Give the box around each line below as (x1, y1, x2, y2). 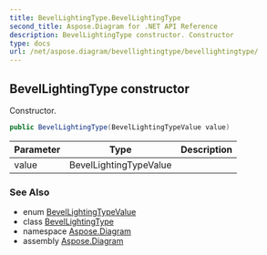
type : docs (9, 38, 51, 48)
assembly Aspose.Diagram (22, 236, 124, 247)
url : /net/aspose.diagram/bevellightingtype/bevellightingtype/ (9, 47, 259, 56)
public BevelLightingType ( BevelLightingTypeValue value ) (9, 122, 231, 132)
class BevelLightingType (22, 216, 115, 228)
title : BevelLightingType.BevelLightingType (9, 13, 181, 23)
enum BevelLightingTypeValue (22, 207, 137, 218)
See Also (9, 186, 50, 199)
